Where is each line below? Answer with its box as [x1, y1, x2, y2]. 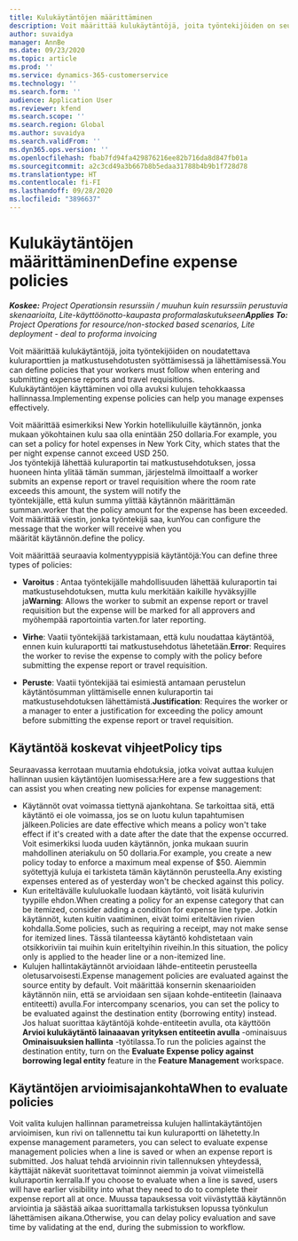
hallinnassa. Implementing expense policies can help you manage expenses [9, 393, 284, 403]
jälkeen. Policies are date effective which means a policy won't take [21, 819, 267, 830]
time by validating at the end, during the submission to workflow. [9, 1222, 246, 1233]
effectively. [9, 402, 51, 413]
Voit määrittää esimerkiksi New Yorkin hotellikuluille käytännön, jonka [9, 419, 262, 430]
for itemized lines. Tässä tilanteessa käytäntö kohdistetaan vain [21, 932, 254, 943]
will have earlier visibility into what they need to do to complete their [9, 1184, 259, 1195]
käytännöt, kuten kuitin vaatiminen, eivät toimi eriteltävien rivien [21, 913, 255, 924]
